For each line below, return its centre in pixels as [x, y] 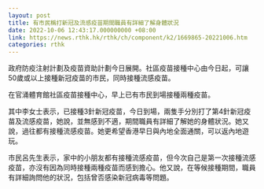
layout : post [29, 15]
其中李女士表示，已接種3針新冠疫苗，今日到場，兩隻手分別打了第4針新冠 [126, 112]
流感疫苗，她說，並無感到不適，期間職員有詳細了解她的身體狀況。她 [132, 121]
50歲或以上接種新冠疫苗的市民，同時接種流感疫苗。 [92, 78]
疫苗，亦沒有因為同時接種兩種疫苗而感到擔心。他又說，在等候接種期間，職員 [132, 168]
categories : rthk [37, 45]
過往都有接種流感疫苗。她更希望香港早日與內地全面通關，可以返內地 [132, 132]
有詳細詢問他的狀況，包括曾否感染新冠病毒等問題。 [91, 177]
